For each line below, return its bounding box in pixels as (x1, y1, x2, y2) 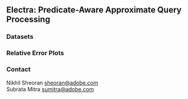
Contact (6, 65, 31, 73)
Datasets (6, 33, 33, 41)
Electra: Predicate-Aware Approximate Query (6, 5, 182, 15)
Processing (6, 15, 50, 25)
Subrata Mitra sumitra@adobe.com (6, 85, 94, 93)
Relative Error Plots (6, 49, 64, 57)
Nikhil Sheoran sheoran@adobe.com (6, 79, 99, 86)
